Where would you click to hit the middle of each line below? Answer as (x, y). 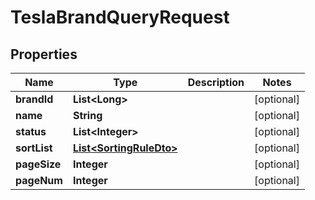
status (31, 131)
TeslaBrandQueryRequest (120, 17)
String (87, 115)
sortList (34, 148)
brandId (34, 99)
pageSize (38, 164)
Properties (44, 54)
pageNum (39, 180)
